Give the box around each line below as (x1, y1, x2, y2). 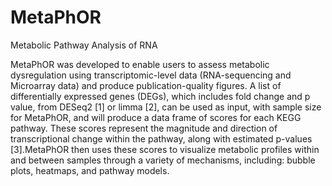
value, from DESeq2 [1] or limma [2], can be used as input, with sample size (10, 101, 322, 113)
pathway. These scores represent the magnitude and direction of (10, 122, 278, 134)
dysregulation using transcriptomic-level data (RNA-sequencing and (10, 69, 292, 81)
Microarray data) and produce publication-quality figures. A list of (10, 79, 282, 91)
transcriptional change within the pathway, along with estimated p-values (10, 132, 313, 145)
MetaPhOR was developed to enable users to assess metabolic (10, 58, 270, 70)
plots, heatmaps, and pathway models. (10, 164, 170, 176)
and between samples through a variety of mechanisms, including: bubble (10, 154, 316, 166)
